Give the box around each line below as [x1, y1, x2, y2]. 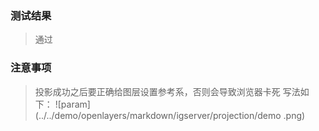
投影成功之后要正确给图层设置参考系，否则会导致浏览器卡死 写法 [34, 85, 301, 97]
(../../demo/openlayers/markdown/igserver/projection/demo [34, 109, 282, 121]
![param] [54, 98, 91, 110]
